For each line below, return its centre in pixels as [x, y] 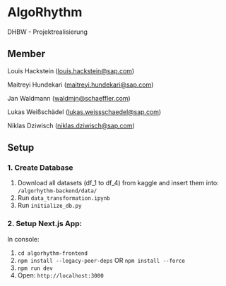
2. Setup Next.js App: [45, 224]
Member [26, 54]
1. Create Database [40, 168]
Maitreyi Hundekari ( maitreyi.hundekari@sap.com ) [81, 85]
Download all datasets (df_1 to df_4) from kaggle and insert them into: [118, 183]
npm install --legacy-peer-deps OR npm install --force [101, 260]
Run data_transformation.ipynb [64, 198]
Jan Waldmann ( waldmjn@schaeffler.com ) [69, 98]
